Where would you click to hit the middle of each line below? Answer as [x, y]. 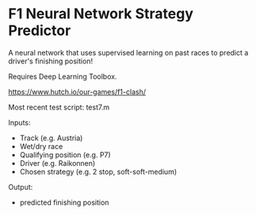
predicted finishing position [64, 202]
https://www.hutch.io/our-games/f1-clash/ [77, 91]
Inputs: [19, 122]
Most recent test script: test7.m [59, 107]
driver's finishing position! [51, 61]
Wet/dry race [41, 146]
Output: [21, 186]
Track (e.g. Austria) [51, 138]
